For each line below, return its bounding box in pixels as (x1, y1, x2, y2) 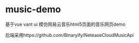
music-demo (5, 4, 61, 15)
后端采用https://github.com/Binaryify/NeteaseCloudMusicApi (5, 32, 134, 38)
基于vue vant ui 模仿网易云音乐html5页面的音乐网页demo (5, 21, 126, 27)
